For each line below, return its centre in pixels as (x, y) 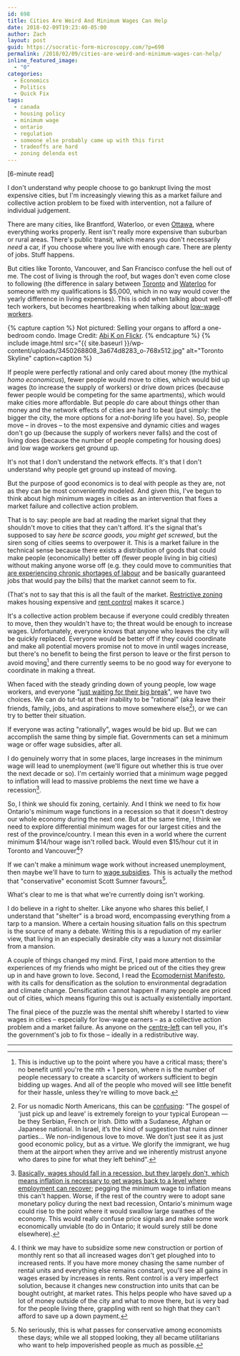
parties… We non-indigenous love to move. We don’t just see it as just (120, 1137)
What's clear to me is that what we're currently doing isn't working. (106, 894)
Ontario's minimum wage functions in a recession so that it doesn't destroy (118, 811)
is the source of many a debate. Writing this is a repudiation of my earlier (114, 931)
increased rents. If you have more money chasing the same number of (121, 1263)
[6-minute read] (31, 174)
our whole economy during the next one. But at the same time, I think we (114, 819)
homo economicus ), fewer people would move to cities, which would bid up (119, 380)
